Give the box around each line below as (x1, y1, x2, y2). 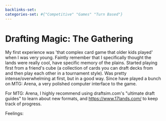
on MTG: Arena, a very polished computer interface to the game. (5, 81, 137, 87)
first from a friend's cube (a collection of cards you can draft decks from (5, 65, 154, 71)
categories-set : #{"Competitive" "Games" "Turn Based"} (5, 12, 123, 17)
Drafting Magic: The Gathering (5, 33, 133, 44)
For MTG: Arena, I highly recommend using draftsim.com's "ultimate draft (5, 90, 155, 96)
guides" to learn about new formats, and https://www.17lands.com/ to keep (5, 96, 158, 102)
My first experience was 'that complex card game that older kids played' (5, 49, 153, 55)
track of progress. (5, 101, 42, 107)
